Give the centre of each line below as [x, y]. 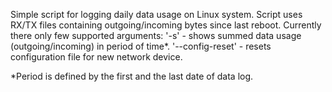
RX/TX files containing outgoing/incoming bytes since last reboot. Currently [166, 25]
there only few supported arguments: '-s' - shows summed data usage [156, 35]
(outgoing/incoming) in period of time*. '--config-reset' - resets [141, 46]
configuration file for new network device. [96, 57]
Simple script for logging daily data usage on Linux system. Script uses [156, 14]
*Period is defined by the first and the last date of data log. [132, 76]
